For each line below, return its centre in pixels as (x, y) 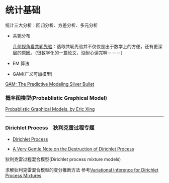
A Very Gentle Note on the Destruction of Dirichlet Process (73, 149)
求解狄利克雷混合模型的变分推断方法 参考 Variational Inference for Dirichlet (82, 170)
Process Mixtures (23, 175)
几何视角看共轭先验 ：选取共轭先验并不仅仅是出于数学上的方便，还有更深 (87, 46)
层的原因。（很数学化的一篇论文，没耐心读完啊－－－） (69, 53)
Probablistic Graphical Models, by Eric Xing (50, 109)
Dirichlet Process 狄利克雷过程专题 (50, 128)
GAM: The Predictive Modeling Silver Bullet (50, 84)
